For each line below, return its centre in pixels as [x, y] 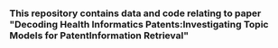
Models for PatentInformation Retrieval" [99, 36]
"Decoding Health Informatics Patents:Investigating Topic [139, 24]
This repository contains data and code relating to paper [135, 13]
